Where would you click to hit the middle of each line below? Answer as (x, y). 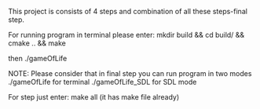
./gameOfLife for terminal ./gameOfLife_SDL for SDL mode (103, 82)
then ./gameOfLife (38, 58)
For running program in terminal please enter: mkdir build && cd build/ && (126, 35)
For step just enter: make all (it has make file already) (94, 97)
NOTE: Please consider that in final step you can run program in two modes (130, 73)
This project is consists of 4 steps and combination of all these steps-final (128, 11)
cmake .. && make (37, 43)
